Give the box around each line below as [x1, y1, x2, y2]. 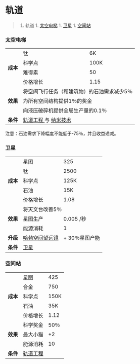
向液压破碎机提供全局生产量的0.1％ [23, 107, 107, 114]
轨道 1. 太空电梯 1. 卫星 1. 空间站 [25, 22, 91, 28]
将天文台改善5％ [23, 206, 62, 213]
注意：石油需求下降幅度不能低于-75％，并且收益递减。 [5, 130, 119, 137]
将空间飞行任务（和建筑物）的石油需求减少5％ [23, 88, 133, 95]
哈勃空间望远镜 [23, 234, 59, 241]
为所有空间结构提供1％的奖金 [23, 97, 92, 104]
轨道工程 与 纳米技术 [23, 117, 72, 124]
